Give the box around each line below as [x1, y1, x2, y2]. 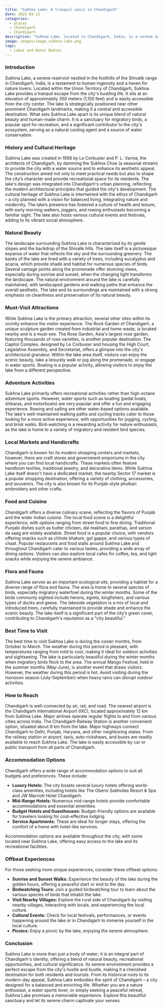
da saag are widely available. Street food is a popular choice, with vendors [5, 530, 154, 536]
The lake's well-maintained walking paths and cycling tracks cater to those [5, 411, 154, 417]
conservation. [5, 132, 33, 138]
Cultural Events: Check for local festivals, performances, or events [12, 913, 147, 918]
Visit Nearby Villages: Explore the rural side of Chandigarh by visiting [12, 897, 152, 903]
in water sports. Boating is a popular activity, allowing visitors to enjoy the [5, 362, 152, 368]
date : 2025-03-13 [5, 12, 40, 17]
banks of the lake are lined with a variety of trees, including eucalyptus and [5, 256, 155, 262]
